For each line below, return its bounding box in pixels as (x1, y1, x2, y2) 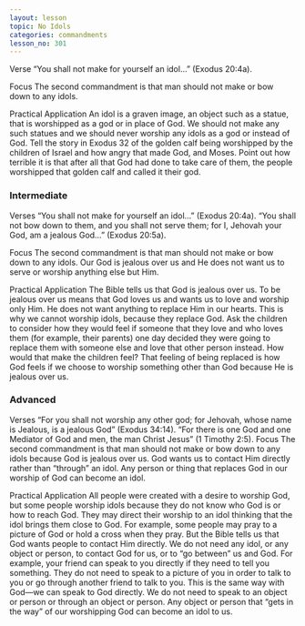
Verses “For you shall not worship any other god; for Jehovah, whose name (9, 414, 292, 425)
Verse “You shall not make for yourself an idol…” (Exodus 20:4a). (9, 64, 253, 75)
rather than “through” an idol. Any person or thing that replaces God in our (9, 462, 289, 473)
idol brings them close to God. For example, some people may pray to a (9, 519, 278, 530)
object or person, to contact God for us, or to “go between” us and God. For (9, 548, 293, 559)
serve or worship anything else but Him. (9, 266, 159, 278)
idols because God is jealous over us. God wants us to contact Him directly (9, 452, 291, 464)
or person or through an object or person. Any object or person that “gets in (9, 596, 294, 607)
